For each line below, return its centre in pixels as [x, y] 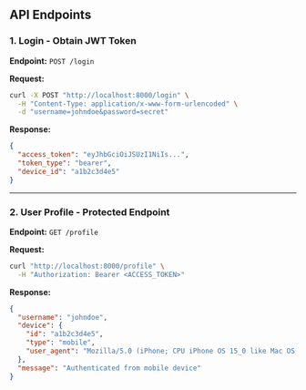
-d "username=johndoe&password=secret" [93, 112]
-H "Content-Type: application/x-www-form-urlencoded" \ [128, 104]
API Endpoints [51, 15]
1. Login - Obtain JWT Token [73, 41]
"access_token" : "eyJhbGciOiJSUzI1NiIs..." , [103, 155]
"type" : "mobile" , [61, 343]
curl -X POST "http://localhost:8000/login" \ [99, 95]
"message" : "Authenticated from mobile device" [110, 368]
